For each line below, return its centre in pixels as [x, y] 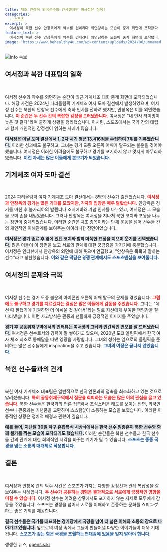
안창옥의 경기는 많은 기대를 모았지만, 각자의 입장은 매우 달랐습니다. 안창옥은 [83, 203]
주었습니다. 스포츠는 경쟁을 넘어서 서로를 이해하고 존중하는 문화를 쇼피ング [86, 504]
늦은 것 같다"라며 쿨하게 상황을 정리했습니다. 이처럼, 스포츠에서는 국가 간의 [77, 122]
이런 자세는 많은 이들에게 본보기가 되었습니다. [67, 157]
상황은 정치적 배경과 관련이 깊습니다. [53, 416]
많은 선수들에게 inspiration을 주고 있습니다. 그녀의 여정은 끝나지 [80, 346]
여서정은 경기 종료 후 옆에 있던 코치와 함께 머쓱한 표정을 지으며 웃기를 [71, 239]
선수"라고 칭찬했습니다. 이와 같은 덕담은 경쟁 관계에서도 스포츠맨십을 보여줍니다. [82, 258]
